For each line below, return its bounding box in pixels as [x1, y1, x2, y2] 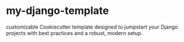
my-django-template [6, 4, 109, 17]
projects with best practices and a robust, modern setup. [6, 29, 143, 36]
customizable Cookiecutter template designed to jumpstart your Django [6, 23, 178, 30]
